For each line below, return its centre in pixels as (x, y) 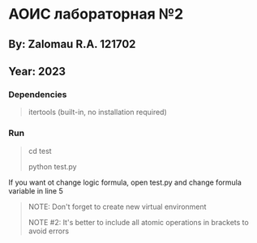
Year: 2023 (37, 71)
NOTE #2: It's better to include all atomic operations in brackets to (138, 222)
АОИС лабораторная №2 (96, 14)
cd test (40, 151)
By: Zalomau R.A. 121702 (72, 44)
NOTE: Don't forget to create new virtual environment (117, 207)
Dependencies (38, 94)
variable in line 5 (36, 190)
